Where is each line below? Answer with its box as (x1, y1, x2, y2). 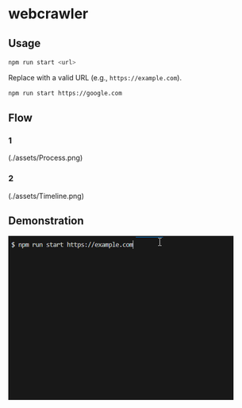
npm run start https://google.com (8, 89, 123, 97)
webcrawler (8, 5, 89, 23)
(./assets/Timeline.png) (8, 191, 85, 200)
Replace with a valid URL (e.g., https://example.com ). (8, 72, 182, 82)
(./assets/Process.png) (8, 153, 83, 163)
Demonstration (8, 214, 85, 227)
